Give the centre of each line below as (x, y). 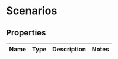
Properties (26, 33)
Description (69, 49)
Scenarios (32, 11)
